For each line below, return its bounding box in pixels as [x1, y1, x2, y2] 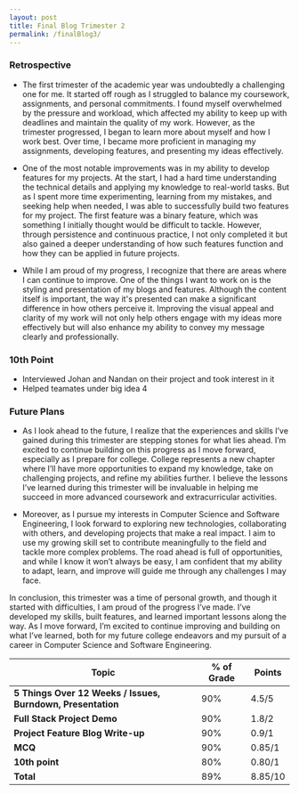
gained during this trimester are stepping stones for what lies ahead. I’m [21, 435, 287, 446]
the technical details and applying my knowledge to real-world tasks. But [21, 182, 290, 192]
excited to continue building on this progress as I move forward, [21, 444, 256, 455]
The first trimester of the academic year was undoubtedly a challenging [21, 79, 286, 90]
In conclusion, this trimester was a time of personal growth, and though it [9, 593, 278, 604]
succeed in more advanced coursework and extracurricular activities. [21, 491, 278, 503]
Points [254, 667, 282, 679]
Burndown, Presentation [13, 698, 119, 710]
